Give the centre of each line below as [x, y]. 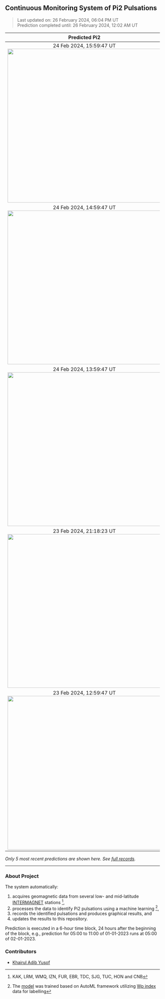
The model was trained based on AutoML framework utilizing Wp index [84, 986]
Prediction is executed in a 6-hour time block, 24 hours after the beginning [81, 928]
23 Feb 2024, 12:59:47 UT [84, 692]
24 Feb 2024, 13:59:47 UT [84, 369]
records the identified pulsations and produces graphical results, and [82, 914]
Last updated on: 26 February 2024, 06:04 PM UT [68, 20]
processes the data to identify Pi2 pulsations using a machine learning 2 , [85, 908]
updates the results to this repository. [50, 919]
